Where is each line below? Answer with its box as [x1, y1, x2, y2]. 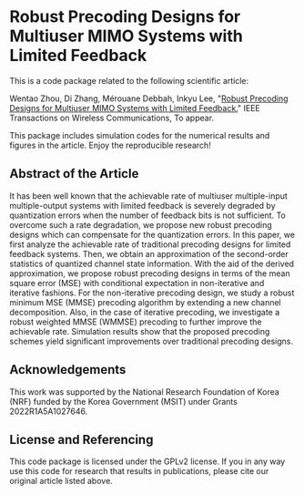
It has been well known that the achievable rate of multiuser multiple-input [9, 190, 289, 201]
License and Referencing [9, 431, 154, 448]
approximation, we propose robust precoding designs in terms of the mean [9, 267, 290, 279]
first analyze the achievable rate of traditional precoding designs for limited [9, 239, 291, 250]
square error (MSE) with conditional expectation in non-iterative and [9, 277, 265, 288]
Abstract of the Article [9, 166, 139, 181]
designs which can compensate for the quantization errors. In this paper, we [9, 229, 296, 240]
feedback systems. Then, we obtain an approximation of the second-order [9, 248, 289, 259]
